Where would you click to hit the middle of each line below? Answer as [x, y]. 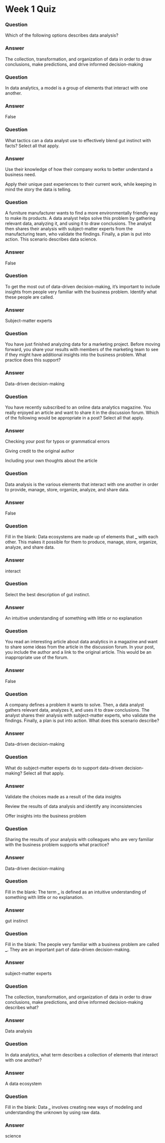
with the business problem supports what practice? [57, 845]
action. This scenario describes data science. [51, 239]
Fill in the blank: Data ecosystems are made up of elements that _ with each [82, 537]
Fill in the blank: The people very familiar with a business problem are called [82, 944]
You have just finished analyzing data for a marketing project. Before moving [83, 344]
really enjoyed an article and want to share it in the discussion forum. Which [82, 413]
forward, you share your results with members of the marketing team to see [82, 350]
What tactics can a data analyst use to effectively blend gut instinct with [78, 140]
